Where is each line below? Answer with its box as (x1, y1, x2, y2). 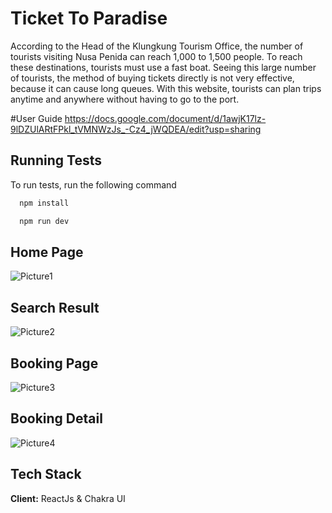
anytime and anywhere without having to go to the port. (10, 93, 240, 105)
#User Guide (10, 112, 63, 124)
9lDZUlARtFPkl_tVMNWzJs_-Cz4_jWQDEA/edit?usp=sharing (10, 123, 262, 135)
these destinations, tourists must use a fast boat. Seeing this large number (10, 61, 317, 73)
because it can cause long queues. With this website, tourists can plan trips (10, 82, 322, 94)
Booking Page (10, 355, 99, 372)
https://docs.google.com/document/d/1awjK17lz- (64, 112, 267, 124)
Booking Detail (10, 410, 103, 427)
